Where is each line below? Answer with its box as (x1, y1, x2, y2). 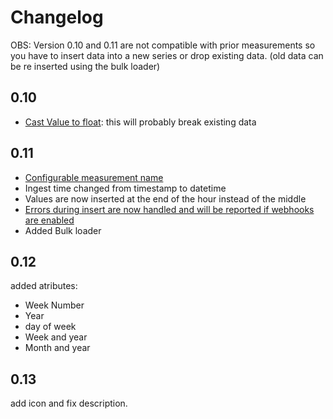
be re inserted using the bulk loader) (10, 60, 161, 72)
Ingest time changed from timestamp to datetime (24, 182, 227, 194)
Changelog (10, 6, 104, 29)
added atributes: (10, 280, 78, 292)
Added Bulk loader (24, 224, 102, 236)
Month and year (24, 342, 91, 354)
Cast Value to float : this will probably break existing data (24, 116, 257, 128)
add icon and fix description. (10, 397, 128, 410)
